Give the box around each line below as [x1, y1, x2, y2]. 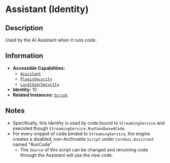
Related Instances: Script [12, 92, 69, 98]
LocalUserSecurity [20, 82, 59, 87]
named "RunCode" [12, 141, 52, 147]
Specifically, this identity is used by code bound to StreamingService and [12, 120, 165, 126]
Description [5, 24, 43, 32]
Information [5, 51, 44, 60]
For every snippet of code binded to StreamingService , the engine [12, 130, 151, 137]
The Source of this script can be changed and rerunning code [20, 146, 149, 152]
